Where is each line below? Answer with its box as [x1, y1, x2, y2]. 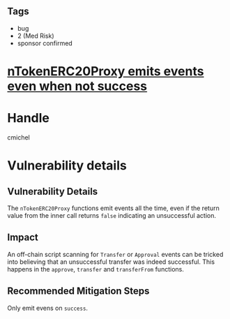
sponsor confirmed [17, 38, 73, 47]
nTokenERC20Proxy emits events [7, 64, 204, 79]
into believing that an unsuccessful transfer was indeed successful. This [7, 258, 215, 266]
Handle [7, 110, 50, 126]
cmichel [7, 133, 30, 142]
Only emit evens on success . [7, 304, 89, 312]
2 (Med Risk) [17, 31, 54, 40]
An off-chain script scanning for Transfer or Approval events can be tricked [7, 250, 224, 258]
